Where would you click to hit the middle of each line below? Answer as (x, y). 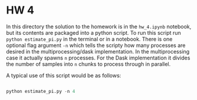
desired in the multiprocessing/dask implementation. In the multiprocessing (98, 51)
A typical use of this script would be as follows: (64, 75)
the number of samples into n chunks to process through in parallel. (88, 64)
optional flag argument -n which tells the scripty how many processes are (96, 45)
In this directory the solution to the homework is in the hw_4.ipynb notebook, (99, 26)
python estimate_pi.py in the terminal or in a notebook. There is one (89, 39)
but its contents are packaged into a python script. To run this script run (94, 32)
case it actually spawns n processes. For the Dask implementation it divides (98, 58)
